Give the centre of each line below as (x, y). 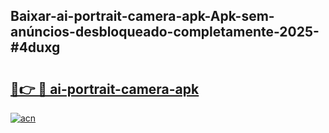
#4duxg (35, 47)
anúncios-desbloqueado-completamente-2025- (165, 32)
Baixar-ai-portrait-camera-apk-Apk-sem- (142, 16)
